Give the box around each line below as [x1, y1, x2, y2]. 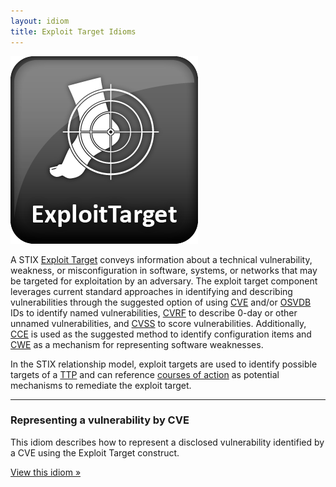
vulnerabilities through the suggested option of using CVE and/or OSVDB [10, 296, 312, 308]
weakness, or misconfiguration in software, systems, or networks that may [10, 264, 318, 276]
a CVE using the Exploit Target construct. [10, 446, 180, 459]
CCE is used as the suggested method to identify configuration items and [10, 328, 312, 340]
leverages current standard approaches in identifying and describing [10, 285, 293, 297]
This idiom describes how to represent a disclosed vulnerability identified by [10, 436, 325, 448]
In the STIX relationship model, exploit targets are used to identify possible [10, 358, 318, 370]
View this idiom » [10, 466, 82, 478]
